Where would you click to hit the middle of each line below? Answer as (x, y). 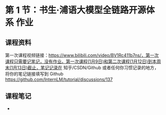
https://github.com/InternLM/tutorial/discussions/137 (59, 79)
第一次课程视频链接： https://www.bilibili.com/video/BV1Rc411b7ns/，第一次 (82, 55)
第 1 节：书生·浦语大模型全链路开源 (76, 10)
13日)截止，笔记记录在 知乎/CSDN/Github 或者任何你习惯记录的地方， (88, 68)
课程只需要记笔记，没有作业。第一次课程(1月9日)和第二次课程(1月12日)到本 (81, 61)
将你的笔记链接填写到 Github (34, 74)
